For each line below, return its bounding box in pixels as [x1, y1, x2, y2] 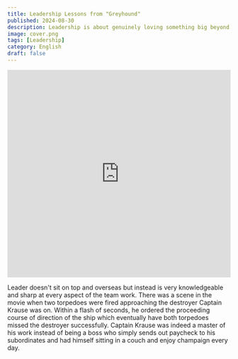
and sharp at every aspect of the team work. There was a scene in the [7, 290, 212, 299]
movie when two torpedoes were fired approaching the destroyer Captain [7, 298, 222, 306]
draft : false [7, 50, 46, 57]
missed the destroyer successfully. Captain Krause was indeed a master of [7, 321, 226, 329]
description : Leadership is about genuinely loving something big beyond [7, 23, 230, 31]
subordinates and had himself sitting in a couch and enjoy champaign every [7, 336, 228, 344]
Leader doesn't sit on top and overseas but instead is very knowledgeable [7, 283, 224, 292]
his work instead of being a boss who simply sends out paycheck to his [7, 328, 216, 337]
